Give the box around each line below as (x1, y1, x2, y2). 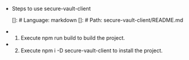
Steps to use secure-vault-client (11, 5, 91, 12)
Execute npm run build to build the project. (20, 34, 125, 41)
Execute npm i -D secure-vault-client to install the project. (20, 47, 163, 54)
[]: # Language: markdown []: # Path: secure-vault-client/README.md (11, 17, 183, 23)
